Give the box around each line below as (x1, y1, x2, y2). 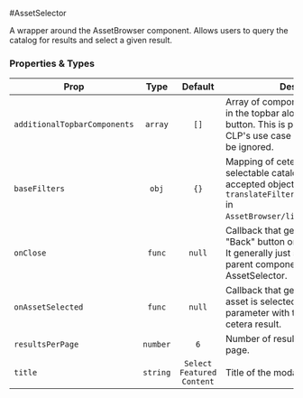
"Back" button (225, 236, 286, 248)
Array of (225, 96, 261, 108)
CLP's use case (225, 130, 291, 143)
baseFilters (14, 184, 66, 194)
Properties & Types (9, 57, 95, 69)
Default (181, 80, 215, 93)
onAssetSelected (14, 302, 84, 312)
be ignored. (225, 141, 274, 153)
